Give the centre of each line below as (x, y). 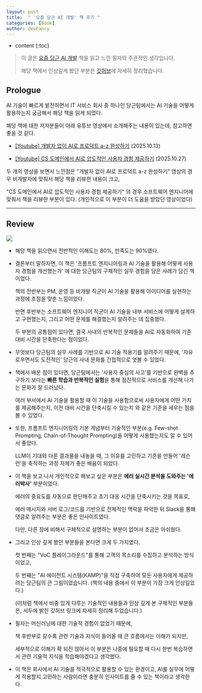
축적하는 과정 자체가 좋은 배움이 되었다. (74, 463)
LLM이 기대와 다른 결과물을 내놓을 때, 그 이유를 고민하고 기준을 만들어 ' (98, 456)
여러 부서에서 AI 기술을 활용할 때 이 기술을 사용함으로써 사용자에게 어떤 (97, 400)
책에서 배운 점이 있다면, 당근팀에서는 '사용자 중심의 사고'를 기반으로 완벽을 (101, 372)
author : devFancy (28, 29)
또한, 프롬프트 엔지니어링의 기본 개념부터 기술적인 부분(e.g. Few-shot (96, 428)
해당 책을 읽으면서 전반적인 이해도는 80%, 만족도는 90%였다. (87, 251)
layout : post (23, 12)
